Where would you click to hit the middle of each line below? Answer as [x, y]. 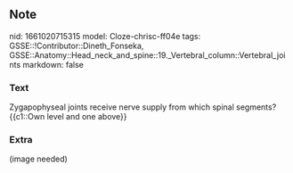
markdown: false [53, 64]
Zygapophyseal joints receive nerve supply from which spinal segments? [143, 107]
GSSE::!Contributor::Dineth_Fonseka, [77, 45]
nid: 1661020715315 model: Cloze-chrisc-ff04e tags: [105, 36]
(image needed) [39, 159]
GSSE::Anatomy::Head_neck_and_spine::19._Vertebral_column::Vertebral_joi [147, 55]
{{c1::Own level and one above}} [68, 117]
